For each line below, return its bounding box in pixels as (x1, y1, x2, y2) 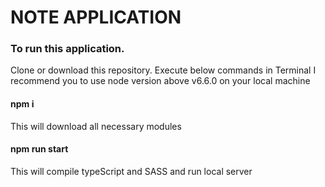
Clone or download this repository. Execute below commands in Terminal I (10, 64, 317, 76)
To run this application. (10, 42, 125, 56)
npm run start (10, 143, 69, 155)
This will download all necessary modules (10, 120, 182, 132)
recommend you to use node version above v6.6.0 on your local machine (10, 75, 311, 87)
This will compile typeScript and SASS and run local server (10, 165, 253, 177)
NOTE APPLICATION (10, 6, 182, 29)
